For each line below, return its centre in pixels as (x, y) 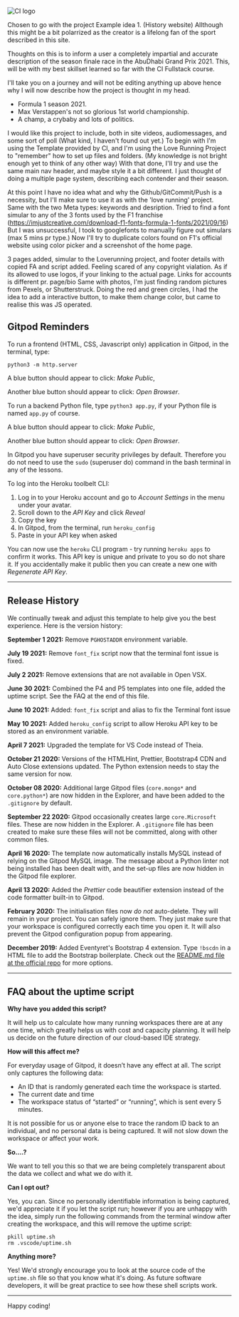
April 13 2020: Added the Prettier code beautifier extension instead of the (116, 889)
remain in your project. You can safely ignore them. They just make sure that (119, 919)
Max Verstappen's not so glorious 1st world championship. (103, 112)
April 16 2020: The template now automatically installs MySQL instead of (115, 853)
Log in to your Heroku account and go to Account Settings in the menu (121, 497)
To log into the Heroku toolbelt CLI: (59, 483)
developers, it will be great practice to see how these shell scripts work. (113, 1286)
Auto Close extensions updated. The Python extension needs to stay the (113, 766)
